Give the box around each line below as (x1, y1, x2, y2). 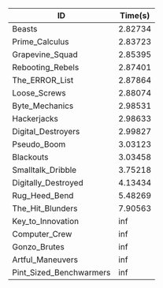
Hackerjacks (12, 114, 59, 124)
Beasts (12, 24, 38, 34)
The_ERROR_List (12, 75, 74, 85)
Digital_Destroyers (12, 126, 80, 137)
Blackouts (12, 151, 49, 163)
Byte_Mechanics (12, 100, 74, 111)
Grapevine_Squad (12, 49, 79, 60)
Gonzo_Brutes (12, 241, 65, 252)
